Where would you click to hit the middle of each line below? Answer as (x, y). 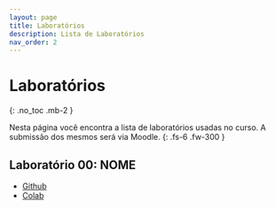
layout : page (33, 17)
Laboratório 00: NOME (73, 165)
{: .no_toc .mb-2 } (41, 111)
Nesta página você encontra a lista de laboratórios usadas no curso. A (137, 128)
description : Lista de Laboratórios (77, 34)
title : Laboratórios (47, 26)
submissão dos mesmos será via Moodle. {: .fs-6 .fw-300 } (117, 137)
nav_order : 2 (33, 42)
